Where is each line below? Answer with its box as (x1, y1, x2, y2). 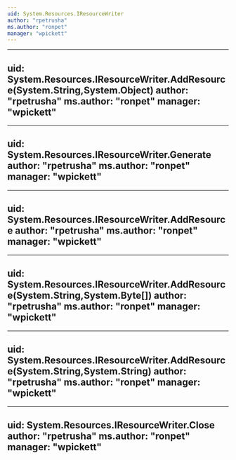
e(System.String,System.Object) (7, 84, 154, 96)
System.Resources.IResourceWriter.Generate (7, 149, 212, 161)
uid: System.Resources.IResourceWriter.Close (7, 419, 216, 431)
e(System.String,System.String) (7, 365, 152, 377)
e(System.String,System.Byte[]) (7, 290, 152, 302)
